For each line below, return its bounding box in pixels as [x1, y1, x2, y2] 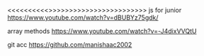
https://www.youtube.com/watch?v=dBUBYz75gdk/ [7, 13, 159, 22]
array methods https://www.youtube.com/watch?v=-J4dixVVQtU [7, 27, 197, 35]
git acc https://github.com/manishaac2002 [7, 41, 132, 48]
